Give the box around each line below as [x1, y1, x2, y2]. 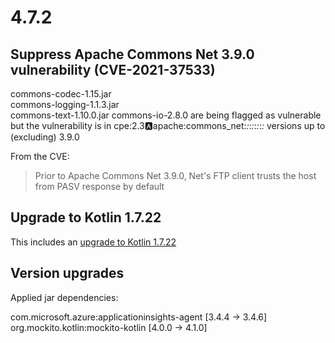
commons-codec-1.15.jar [10, 88, 112, 100]
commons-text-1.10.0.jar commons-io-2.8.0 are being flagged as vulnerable [10, 109, 322, 121]
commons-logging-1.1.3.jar [10, 99, 120, 110]
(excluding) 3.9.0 [10, 131, 80, 143]
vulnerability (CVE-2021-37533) [10, 61, 216, 78]
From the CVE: [10, 151, 70, 162]
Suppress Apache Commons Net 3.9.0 [10, 46, 255, 63]
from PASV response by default [34, 181, 165, 192]
